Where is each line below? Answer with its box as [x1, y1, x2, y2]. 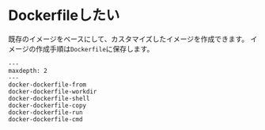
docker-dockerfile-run [8, 108, 83, 117]
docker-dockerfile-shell [8, 94, 90, 102]
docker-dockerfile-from [8, 80, 87, 89]
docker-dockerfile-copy [8, 101, 87, 109]
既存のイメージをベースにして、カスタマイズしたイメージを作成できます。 [8, 34, 249, 44]
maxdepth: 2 [8, 67, 47, 75]
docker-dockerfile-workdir [8, 87, 97, 95]
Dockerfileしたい [8, 6, 120, 25]
